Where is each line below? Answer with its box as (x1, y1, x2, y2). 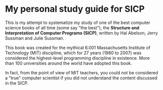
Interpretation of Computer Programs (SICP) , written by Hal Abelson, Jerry (5, 30, 158, 36)
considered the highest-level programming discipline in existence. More (5, 55, 150, 61)
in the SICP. (5, 80, 29, 86)
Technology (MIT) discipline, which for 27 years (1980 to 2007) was (5, 50, 142, 56)
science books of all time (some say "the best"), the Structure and (5, 24, 140, 30)
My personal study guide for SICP (5, 3, 145, 15)
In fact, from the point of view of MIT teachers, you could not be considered (5, 69, 158, 75)
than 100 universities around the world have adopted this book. (5, 60, 132, 66)
